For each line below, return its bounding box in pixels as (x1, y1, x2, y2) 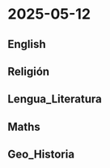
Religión (7, 64, 50, 78)
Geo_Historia (7, 148, 74, 162)
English (7, 37, 46, 51)
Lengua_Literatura (7, 93, 102, 106)
